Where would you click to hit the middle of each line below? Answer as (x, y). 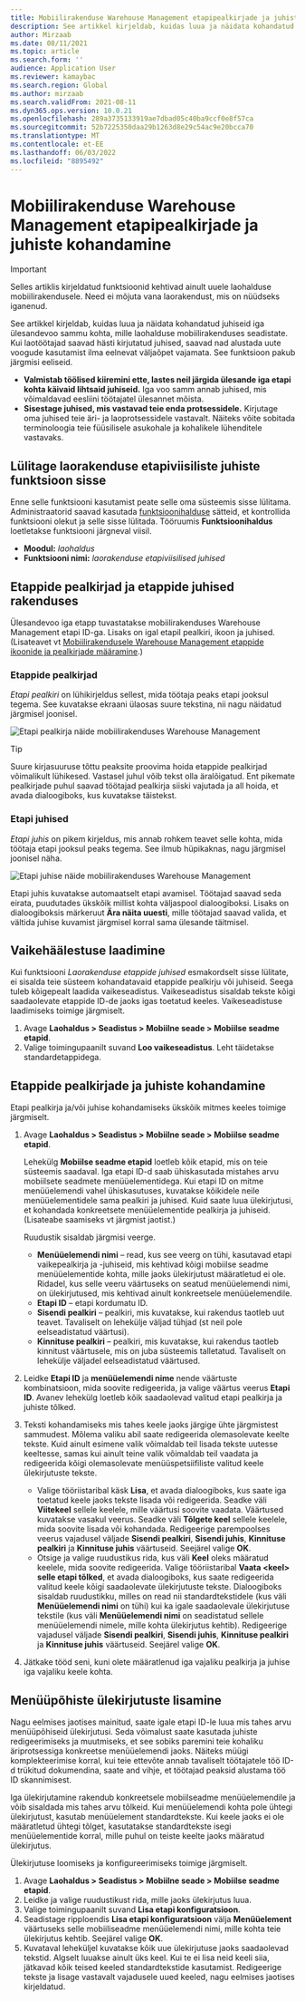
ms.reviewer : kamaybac (53, 77)
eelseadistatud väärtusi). (83, 1332)
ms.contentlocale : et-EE (57, 144)
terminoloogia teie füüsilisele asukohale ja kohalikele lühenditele (143, 428)
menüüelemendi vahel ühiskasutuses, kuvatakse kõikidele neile (142, 1191)
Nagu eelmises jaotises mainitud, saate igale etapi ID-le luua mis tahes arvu (151, 1722)
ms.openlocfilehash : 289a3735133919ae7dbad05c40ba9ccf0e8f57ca (132, 119)
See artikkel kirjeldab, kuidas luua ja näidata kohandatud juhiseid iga (138, 324)
